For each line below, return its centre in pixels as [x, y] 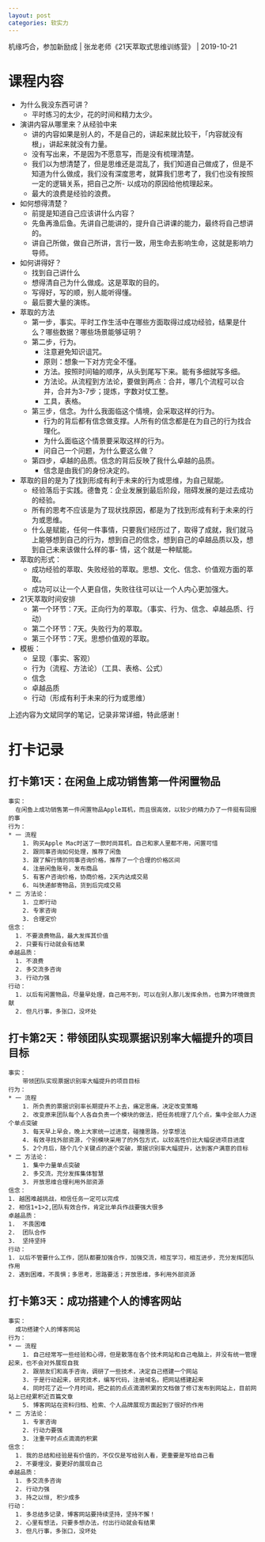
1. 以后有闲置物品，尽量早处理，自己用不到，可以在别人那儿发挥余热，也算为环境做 [132, 995]
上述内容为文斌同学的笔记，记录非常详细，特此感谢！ [95, 715]
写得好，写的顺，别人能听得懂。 [83, 293]
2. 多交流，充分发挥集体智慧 [63, 1174]
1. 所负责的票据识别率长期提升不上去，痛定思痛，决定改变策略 [110, 1107]
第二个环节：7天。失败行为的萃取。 [89, 629]
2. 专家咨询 [40, 911]
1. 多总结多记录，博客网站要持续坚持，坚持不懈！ [85, 1515]
